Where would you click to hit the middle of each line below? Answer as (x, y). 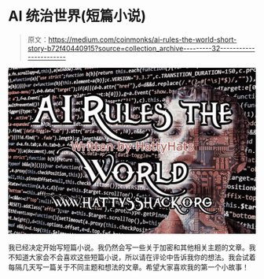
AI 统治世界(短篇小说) (77, 16)
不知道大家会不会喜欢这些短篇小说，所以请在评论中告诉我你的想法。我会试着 (132, 258)
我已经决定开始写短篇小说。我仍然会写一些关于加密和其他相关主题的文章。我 (132, 247)
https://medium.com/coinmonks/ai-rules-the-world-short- (143, 39)
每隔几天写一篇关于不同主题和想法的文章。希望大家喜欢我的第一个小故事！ (128, 267)
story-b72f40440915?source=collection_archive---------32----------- (141, 48)
